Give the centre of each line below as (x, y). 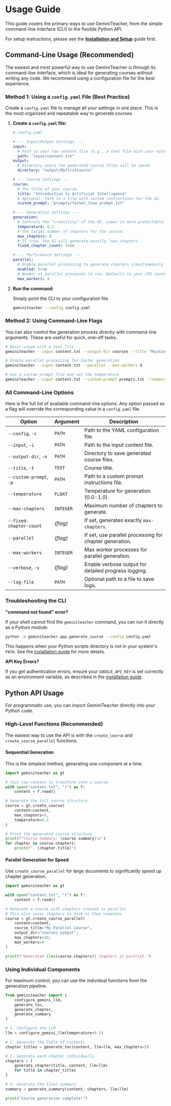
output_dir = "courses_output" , (47, 933)
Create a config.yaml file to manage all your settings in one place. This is (82, 108)
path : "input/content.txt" (46, 156)
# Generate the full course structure (46, 801)
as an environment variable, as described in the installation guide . (74, 677)
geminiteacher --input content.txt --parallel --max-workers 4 (74, 366)
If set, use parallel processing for (123, 535)
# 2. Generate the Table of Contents (45, 1042)
